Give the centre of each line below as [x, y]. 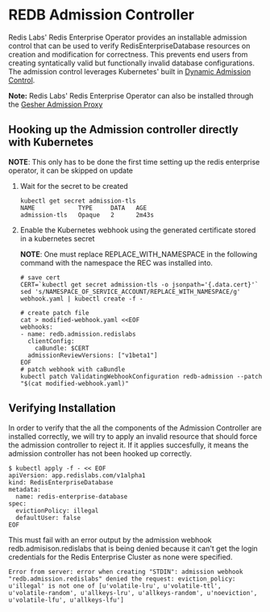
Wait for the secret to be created [74, 186]
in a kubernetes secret [57, 238]
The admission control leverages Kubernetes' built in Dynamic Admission [130, 71]
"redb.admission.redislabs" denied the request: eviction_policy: [122, 579]
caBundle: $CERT [62, 348]
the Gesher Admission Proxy [56, 104]
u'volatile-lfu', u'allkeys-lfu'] [66, 600]
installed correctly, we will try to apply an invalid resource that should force [133, 436]
